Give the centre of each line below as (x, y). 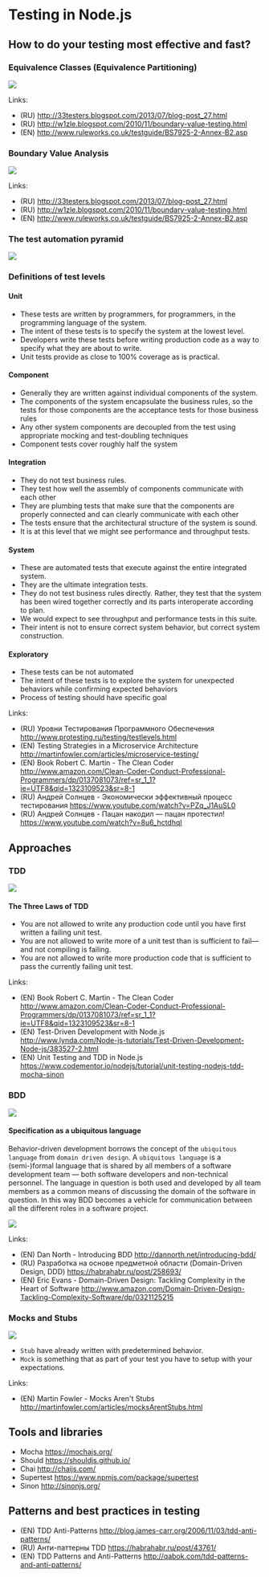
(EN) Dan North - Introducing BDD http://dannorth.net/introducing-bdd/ (138, 1254)
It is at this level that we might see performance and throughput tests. (135, 531)
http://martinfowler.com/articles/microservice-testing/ (109, 754)
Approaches (40, 848)
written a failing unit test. (61, 932)
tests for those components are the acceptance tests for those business (139, 410)
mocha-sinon (42, 1074)
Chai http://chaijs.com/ (58, 1469)
